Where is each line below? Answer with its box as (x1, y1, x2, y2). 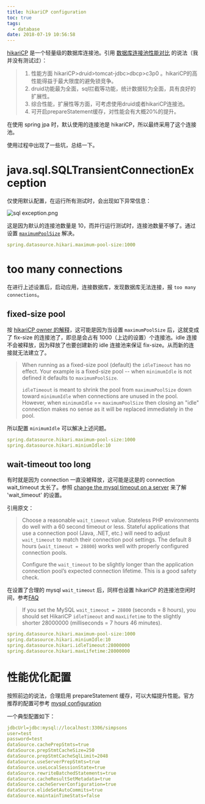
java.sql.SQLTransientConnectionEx (7, 163, 195, 177)
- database (12, 26, 40, 32)
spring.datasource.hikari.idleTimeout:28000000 (7, 642, 131, 648)
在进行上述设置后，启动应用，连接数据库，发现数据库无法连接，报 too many (7, 283, 196, 291)
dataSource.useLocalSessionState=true (7, 764, 106, 770)
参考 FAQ (17, 594, 39, 601)
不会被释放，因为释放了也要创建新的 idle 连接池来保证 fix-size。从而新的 (7, 341, 189, 349)
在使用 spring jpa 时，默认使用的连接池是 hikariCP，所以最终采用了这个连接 (7, 121, 197, 128)
